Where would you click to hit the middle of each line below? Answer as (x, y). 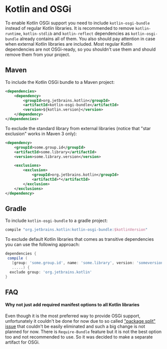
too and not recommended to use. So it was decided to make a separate (79, 337)
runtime (13, 34)
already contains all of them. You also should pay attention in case (87, 39)
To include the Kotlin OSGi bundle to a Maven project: (60, 82)
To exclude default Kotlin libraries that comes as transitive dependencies (80, 239)
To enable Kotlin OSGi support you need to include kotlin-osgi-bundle (78, 23)
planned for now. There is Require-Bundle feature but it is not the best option (83, 332)
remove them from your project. (38, 54)
